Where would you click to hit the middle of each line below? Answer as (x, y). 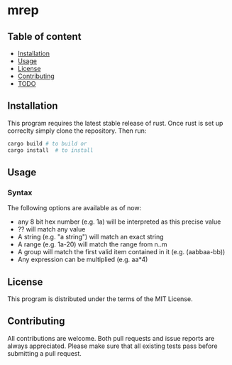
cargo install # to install (50, 150)
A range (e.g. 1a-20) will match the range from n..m (92, 244)
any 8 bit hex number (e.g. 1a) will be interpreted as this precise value (119, 222)
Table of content (44, 37)
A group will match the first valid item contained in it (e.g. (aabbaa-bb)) (121, 252)
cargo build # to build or (47, 143)
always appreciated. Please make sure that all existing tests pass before (112, 346)
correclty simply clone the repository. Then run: (77, 131)
